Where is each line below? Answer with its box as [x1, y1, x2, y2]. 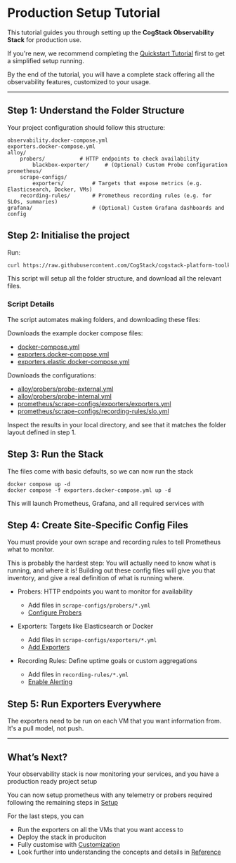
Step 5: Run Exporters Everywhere [7, 698, 162, 710]
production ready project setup [7, 777, 98, 785]
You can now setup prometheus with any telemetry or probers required [7, 791, 213, 799]
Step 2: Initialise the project [7, 229, 130, 241]
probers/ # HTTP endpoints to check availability [20, 155, 199, 162]
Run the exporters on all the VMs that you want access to [17, 825, 184, 834]
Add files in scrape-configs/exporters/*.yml [27, 636, 157, 644]
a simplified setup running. [7, 56, 84, 65]
